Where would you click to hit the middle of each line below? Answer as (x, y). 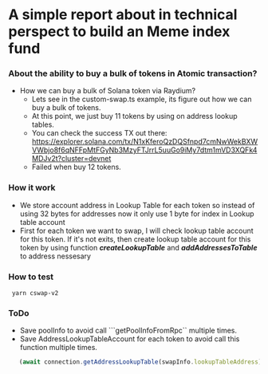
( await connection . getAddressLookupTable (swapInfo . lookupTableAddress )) (142, 362)
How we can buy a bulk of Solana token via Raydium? (108, 91)
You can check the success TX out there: (99, 133)
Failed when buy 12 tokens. (76, 167)
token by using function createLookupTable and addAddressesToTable (138, 247)
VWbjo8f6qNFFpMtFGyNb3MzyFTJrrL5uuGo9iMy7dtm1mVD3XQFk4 (144, 150)
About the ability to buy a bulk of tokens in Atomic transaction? (133, 73)
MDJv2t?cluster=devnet (71, 159)
